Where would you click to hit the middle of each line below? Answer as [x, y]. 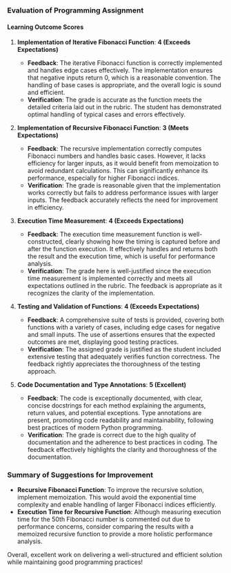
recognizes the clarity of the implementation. [91, 293]
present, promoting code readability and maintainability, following [120, 420]
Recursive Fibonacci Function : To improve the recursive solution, [111, 490]
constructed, [46, 242]
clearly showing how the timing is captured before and [143, 242]
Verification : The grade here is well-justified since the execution [119, 271]
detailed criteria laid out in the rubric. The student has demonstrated [124, 107]
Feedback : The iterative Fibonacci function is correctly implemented [125, 63]
